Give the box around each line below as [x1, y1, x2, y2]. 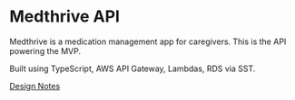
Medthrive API [9, 6, 121, 27]
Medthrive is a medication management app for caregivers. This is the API [9, 36, 287, 47]
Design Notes [9, 80, 61, 91]
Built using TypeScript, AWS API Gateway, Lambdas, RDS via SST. [9, 63, 256, 74]
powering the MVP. [9, 45, 82, 56]
